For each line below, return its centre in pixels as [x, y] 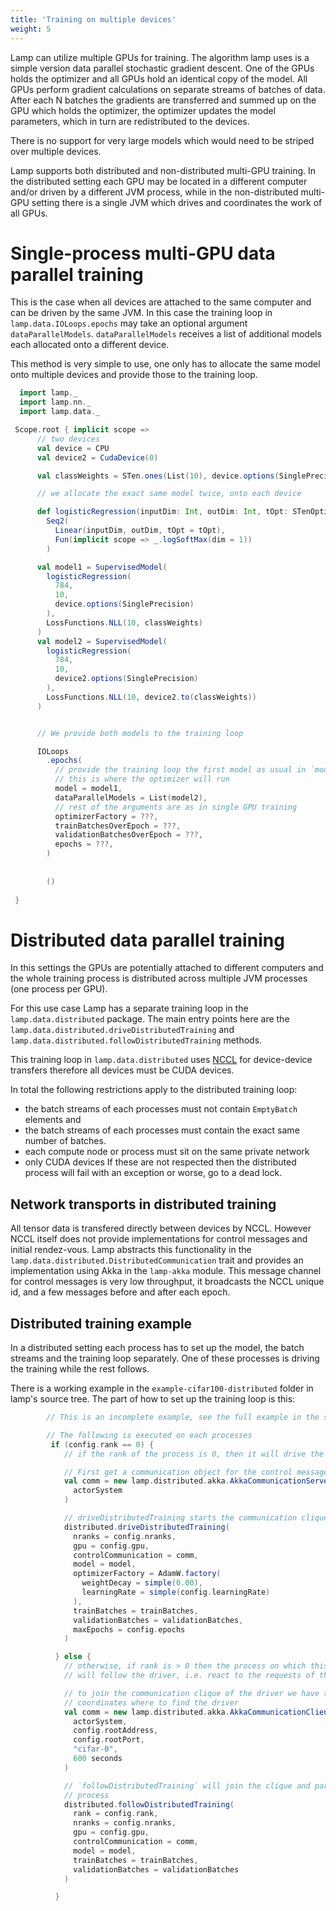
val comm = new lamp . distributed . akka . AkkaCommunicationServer [198, 1481]
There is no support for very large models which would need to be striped [162, 140]
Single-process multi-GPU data [143, 253]
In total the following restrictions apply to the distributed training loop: [154, 1090]
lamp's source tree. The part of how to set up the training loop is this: [153, 1399]
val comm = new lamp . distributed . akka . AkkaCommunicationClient [198, 1712]
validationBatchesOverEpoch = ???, [128, 835]
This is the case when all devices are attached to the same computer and [161, 302]
